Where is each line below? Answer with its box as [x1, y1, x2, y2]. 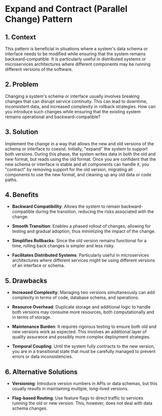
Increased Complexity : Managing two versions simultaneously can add [12, 290, 155, 295]
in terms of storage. [12, 314, 52, 320]
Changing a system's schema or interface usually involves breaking [5, 93, 140, 99]
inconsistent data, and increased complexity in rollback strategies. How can [5, 103, 156, 109]
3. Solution [5, 128, 39, 136]
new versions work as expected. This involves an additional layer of [12, 329, 147, 335]
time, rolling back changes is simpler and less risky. [12, 243, 115, 249]
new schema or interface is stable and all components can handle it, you [5, 161, 149, 167]
